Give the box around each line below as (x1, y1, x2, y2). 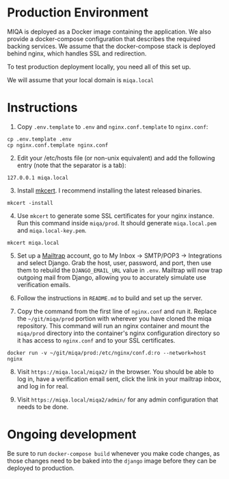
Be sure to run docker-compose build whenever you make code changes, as (7, 449, 220, 457)
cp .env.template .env (7, 136, 72, 143)
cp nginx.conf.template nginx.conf (7, 142, 109, 149)
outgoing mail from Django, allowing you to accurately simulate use (16, 273, 206, 282)
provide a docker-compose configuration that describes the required (7, 34, 201, 42)
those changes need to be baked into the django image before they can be (7, 456, 217, 465)
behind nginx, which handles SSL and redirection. (7, 49, 147, 58)
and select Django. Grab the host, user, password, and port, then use (16, 258, 212, 267)
